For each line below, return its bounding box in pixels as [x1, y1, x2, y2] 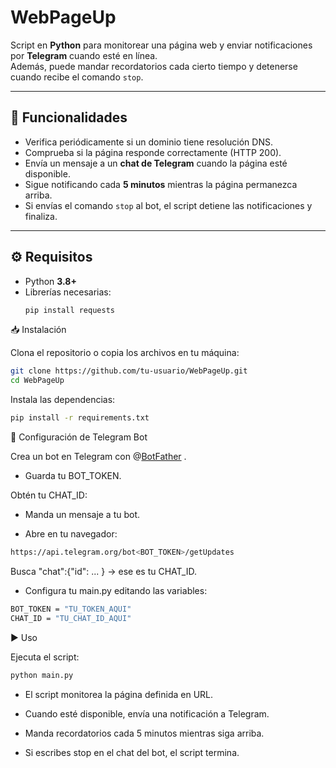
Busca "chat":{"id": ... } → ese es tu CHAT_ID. [10, 565, 197, 577]
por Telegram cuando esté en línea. [10, 49, 158, 61]
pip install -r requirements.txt [10, 413, 150, 423]
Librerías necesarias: [24, 286, 112, 298]
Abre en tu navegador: [24, 528, 118, 540]
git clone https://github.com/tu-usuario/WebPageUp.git [10, 366, 248, 376]
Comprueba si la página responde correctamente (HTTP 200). [24, 146, 282, 158]
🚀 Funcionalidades [10, 109, 128, 126]
